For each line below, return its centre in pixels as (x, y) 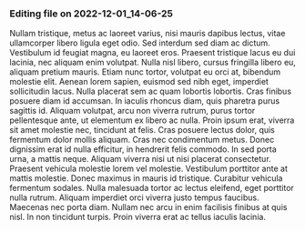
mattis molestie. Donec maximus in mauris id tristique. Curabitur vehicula (146, 178)
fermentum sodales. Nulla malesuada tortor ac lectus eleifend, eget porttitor (152, 188)
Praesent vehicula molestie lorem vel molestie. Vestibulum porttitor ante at (149, 169)
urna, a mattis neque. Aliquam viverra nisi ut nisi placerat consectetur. (140, 159)
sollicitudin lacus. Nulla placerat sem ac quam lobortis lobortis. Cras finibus (151, 91)
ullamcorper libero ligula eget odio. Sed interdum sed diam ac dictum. (140, 43)
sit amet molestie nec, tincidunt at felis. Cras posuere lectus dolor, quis (142, 130)
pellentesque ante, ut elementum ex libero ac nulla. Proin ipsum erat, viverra (152, 120)
